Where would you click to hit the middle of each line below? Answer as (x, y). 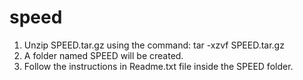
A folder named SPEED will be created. (103, 55)
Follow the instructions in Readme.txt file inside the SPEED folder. (158, 66)
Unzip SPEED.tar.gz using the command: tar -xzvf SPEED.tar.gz (154, 45)
